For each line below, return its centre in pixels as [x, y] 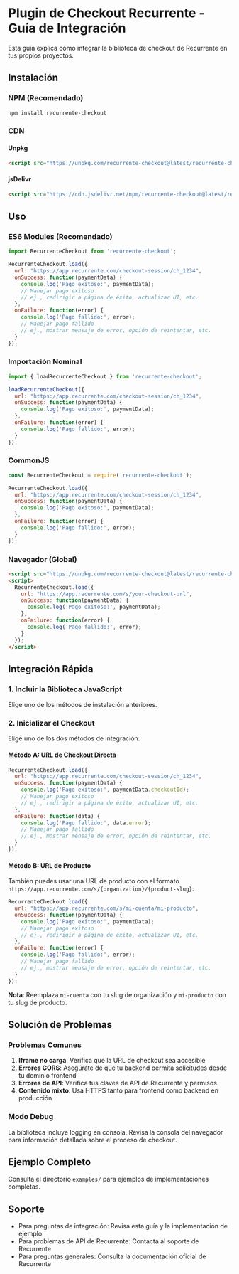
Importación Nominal [45, 362]
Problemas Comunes [45, 1045]
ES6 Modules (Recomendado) [60, 236]
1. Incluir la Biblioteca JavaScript [65, 689]
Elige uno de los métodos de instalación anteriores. [83, 705]
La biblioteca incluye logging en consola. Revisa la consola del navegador [116, 1132]
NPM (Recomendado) [46, 98]
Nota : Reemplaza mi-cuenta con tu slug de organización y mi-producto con [117, 994]
